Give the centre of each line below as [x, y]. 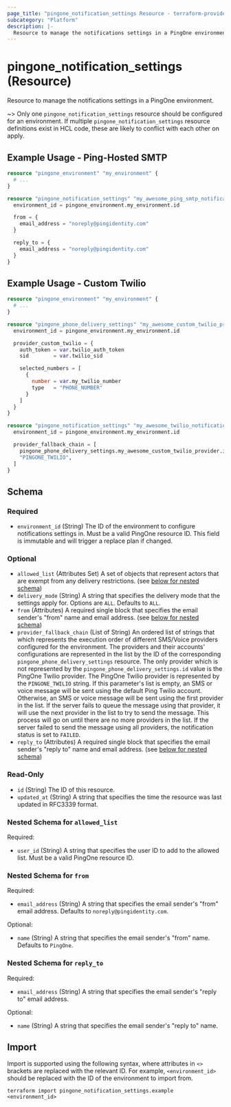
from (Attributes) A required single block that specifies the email [107, 610]
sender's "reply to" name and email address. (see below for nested [112, 749]
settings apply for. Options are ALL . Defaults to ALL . [89, 603]
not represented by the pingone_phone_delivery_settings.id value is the [120, 669]
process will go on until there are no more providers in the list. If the [113, 720]
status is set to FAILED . [49, 735]
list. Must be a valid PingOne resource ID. [75, 858]
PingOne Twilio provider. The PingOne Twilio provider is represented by [118, 676]
